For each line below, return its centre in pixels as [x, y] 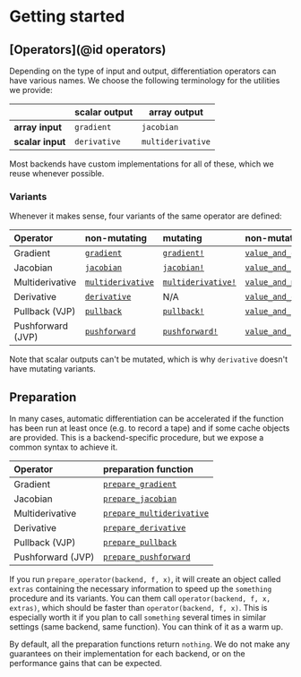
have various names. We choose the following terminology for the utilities [145, 81]
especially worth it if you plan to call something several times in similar [138, 617]
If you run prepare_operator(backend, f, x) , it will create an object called [145, 579]
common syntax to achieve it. [64, 447]
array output [176, 112]
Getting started [67, 17]
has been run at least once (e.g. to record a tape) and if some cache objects [150, 428]
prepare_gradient [140, 484]
